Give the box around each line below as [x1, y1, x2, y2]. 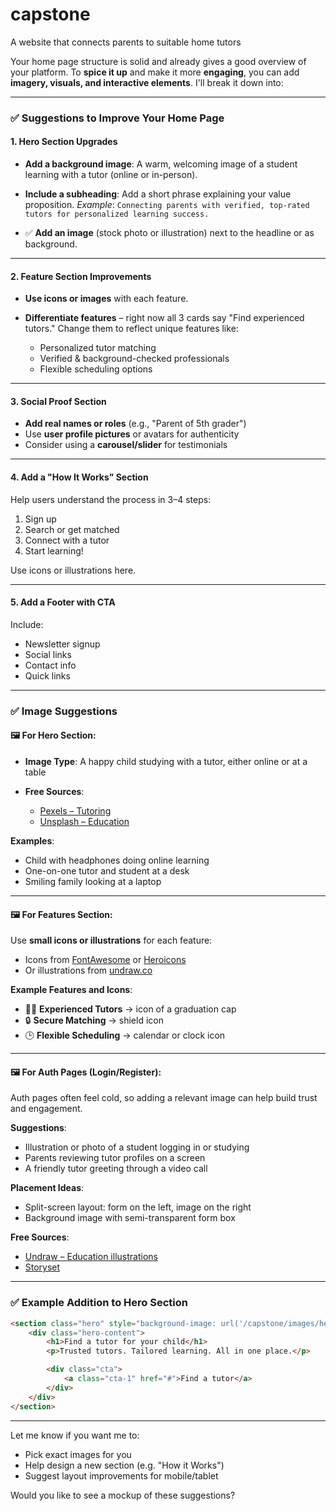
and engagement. [10, 1103, 83, 1115]
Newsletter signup [24, 638, 101, 650]
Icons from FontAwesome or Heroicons [24, 954, 187, 966]
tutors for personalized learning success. [24, 209, 210, 220]
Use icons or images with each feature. [24, 293, 189, 305]
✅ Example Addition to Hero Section [10, 1296, 188, 1310]
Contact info [24, 659, 77, 671]
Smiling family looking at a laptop [24, 876, 162, 887]
